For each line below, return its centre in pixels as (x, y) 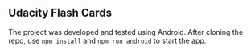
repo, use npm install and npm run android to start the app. (107, 40)
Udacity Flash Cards (60, 13)
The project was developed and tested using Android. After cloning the (126, 32)
